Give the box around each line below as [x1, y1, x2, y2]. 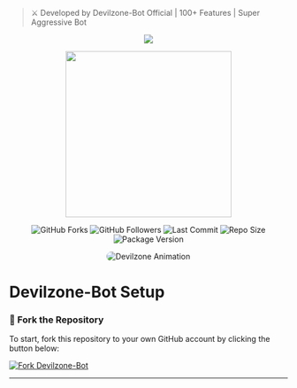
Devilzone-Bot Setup [9, 283, 165, 302]
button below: [9, 343, 60, 353]
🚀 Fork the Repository [9, 314, 104, 326]
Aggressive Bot [30, 17, 87, 27]
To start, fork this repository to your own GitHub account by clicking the [9, 334, 270, 345]
